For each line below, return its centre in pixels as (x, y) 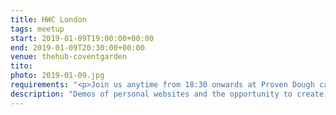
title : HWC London (48, 19)
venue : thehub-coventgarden (69, 57)
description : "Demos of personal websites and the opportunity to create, (169, 94)
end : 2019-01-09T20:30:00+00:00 (77, 47)
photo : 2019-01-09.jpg (57, 76)
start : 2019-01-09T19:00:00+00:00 (82, 38)
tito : (21, 66)
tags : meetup (37, 29)
